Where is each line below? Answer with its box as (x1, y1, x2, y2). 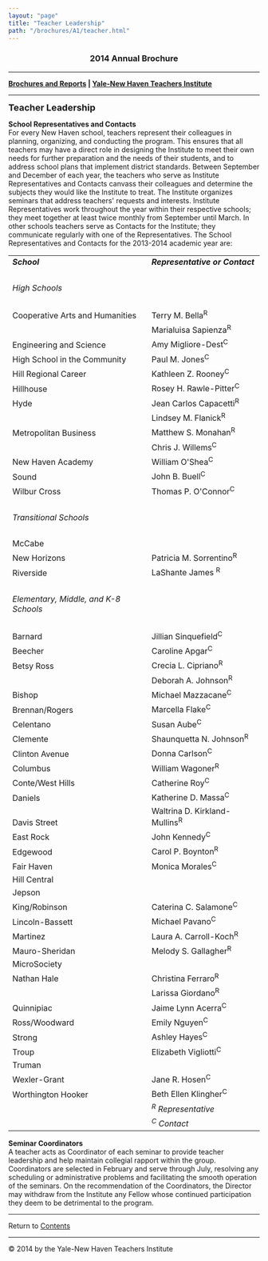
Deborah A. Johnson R (151, 673, 233, 686)
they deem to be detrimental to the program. (8, 1198, 154, 1208)
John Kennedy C (151, 830, 211, 843)
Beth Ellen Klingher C (151, 1087, 227, 1100)
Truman (12, 1059, 41, 1071)
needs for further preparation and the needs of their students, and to (8, 153, 234, 162)
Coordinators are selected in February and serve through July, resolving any (8, 1164, 259, 1174)
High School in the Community (12, 354, 127, 365)
